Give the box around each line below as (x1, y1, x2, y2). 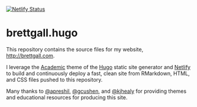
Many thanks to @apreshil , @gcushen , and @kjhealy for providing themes (6, 87, 187, 95)
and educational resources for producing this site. (6, 93, 128, 100)
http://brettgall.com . (6, 52, 55, 59)
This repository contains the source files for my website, (6, 46, 144, 53)
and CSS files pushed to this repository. (6, 76, 103, 83)
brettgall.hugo (6, 27, 78, 40)
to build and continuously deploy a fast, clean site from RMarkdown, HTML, (6, 70, 190, 77)
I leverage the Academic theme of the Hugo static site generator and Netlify (6, 63, 191, 70)
